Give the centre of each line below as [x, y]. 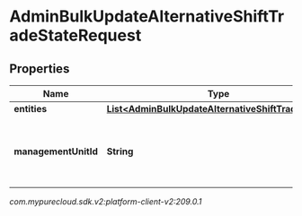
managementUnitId [56, 151]
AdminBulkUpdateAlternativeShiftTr [147, 17]
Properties [40, 69]
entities [31, 109]
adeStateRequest [75, 35]
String [120, 151]
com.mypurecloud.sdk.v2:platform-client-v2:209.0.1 [106, 202]
